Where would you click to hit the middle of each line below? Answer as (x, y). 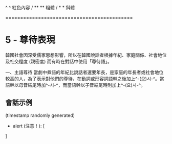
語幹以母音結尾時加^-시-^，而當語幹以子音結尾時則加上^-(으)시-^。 (75, 85)
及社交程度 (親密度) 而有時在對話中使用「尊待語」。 (59, 61)
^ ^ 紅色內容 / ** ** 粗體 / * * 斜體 (40, 7)
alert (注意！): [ (29, 126)
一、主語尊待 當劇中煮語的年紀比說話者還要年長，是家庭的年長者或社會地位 (84, 72)
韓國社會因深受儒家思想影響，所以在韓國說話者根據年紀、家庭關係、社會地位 (86, 55)
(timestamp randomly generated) (40, 115)
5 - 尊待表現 (30, 40)
